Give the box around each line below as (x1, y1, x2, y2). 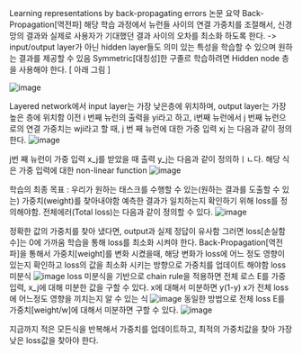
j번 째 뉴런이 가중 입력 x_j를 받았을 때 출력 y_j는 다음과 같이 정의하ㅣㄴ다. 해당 (9, 154, 280, 164)
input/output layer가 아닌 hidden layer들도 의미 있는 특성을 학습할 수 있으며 (9, 41, 277, 52)
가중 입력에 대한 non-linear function (18, 165, 147, 176)
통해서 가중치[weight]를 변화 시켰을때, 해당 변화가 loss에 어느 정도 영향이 (28, 249, 286, 259)
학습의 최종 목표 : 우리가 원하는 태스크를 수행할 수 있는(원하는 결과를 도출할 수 (9, 184, 280, 195)
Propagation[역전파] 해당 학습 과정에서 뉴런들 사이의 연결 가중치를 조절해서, (9, 19, 276, 30)
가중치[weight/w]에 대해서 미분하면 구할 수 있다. (9, 304, 179, 315)
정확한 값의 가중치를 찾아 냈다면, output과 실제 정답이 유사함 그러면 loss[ (9, 226, 264, 236)
